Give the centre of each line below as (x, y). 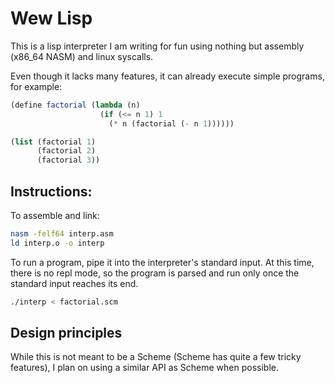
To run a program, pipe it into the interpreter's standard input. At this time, (162, 262)
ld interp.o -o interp (57, 243)
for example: (36, 86)
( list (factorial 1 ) (53, 142)
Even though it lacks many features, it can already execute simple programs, (167, 76)
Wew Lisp (51, 18)
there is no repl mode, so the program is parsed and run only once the (155, 273)
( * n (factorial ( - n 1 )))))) (171, 123)
